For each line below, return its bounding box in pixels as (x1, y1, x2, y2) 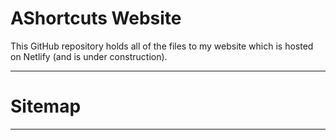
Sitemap (10, 95, 82, 118)
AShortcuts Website (10, 7, 182, 30)
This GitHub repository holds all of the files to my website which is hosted (10, 40, 314, 52)
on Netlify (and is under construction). (10, 50, 168, 62)
